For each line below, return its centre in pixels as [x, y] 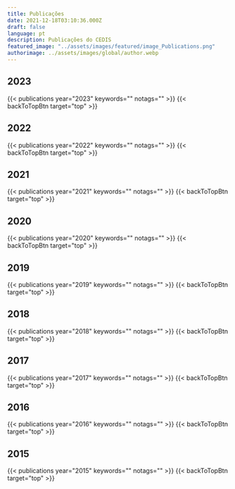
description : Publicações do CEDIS [59, 40]
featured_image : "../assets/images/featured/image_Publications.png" [112, 46]
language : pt [26, 33]
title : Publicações [36, 14]
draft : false [26, 27]
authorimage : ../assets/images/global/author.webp [83, 53]
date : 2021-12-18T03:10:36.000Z [55, 20]
